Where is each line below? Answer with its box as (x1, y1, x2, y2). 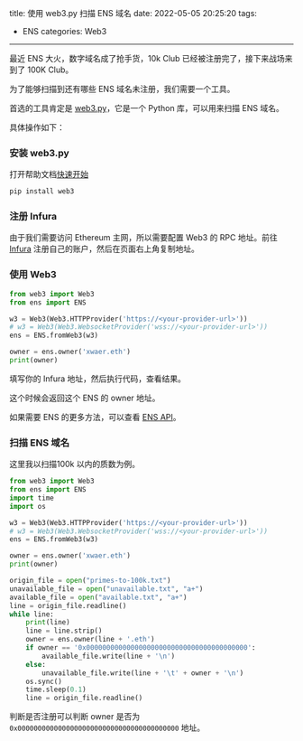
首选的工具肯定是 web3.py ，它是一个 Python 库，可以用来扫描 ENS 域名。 (9, 103, 284, 113)
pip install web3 (9, 187, 75, 196)
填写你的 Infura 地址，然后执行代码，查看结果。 (9, 373, 187, 384)
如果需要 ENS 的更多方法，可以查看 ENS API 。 (9, 411, 182, 422)
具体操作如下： (9, 122, 65, 133)
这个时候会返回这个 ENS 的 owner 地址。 (9, 392, 161, 403)
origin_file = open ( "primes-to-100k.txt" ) (9, 577, 171, 586)
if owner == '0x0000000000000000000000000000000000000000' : (25, 643, 256, 652)
